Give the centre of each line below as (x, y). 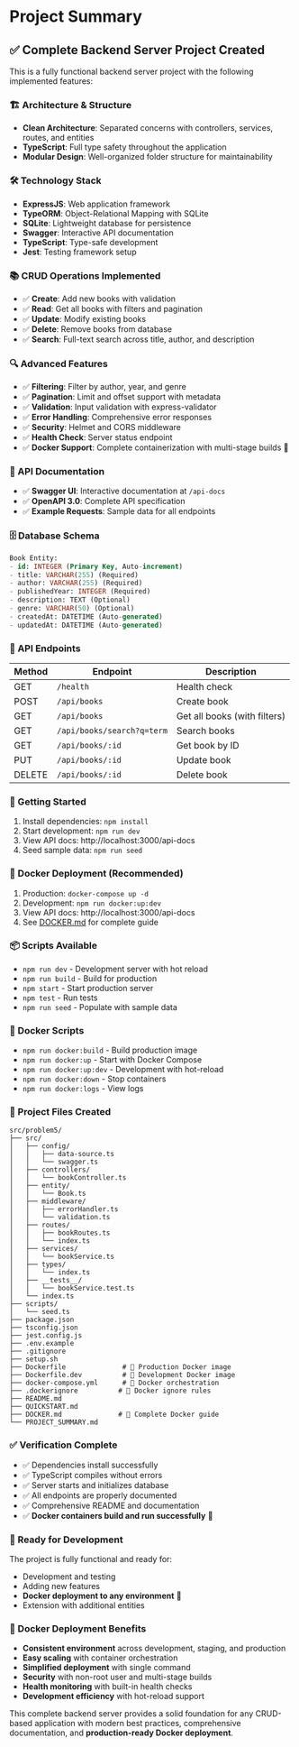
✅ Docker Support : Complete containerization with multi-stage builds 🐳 (155, 447)
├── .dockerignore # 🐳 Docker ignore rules (110, 1391)
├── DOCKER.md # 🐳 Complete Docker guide (114, 1415)
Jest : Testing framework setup (79, 252)
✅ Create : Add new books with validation (99, 299)
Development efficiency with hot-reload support (113, 1696)
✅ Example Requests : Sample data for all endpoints (119, 511)
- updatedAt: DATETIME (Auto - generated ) (86, 625)
